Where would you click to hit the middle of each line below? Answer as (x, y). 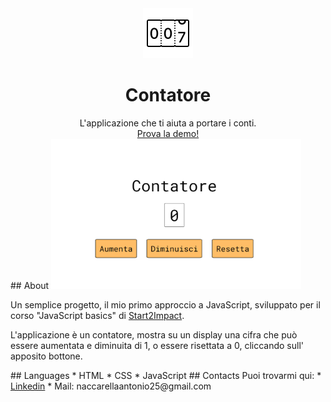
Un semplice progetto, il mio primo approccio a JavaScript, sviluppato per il (165, 305)
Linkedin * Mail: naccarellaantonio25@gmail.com (111, 386)
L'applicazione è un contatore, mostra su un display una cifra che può (154, 335)
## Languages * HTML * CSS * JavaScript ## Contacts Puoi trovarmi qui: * (166, 376)
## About (30, 286)
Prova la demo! (168, 133)
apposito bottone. (46, 356)
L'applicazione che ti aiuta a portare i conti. (168, 123)
